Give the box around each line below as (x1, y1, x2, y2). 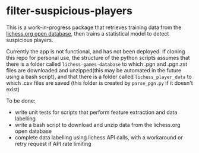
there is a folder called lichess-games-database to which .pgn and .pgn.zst (6, 60, 188, 68)
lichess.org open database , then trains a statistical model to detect (6, 30, 169, 37)
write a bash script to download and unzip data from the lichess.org (14, 121, 181, 128)
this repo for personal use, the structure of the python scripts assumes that (6, 54, 190, 61)
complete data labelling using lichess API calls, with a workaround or (14, 133, 183, 141)
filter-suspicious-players (6, 4, 132, 18)
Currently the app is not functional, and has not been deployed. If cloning (6, 47, 185, 55)
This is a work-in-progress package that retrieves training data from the (6, 24, 182, 31)
